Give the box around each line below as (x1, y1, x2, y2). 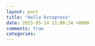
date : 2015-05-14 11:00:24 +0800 (6, 20, 90, 26)
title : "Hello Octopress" (6, 14, 71, 20)
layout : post (6, 8, 39, 15)
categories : (6, 31, 36, 37)
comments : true (6, 25, 44, 32)
